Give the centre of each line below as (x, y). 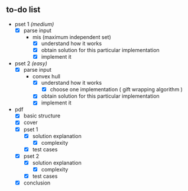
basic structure (42, 116)
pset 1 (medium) (34, 24)
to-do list (23, 10)
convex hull (46, 77)
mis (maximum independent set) (72, 37)
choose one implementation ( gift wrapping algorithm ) (116, 90)
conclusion (37, 183)
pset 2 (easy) (31, 63)
